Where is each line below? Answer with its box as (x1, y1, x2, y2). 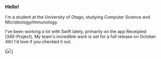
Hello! (5, 3, 19, 10)
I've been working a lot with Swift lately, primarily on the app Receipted (5, 29, 146, 35)
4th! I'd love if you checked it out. (5, 39, 72, 45)
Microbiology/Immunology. (5, 19, 59, 25)
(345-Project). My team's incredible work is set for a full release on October (5, 34, 156, 39)
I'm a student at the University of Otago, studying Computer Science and (5, 14, 150, 20)
